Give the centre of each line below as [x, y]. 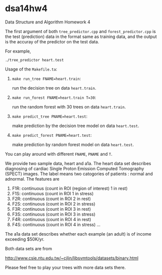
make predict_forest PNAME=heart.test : [52, 135]
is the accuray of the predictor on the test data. [52, 41]
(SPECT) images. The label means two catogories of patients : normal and [79, 174]
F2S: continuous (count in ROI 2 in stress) [54, 204]
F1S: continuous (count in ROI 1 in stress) [53, 193]
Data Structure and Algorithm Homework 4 [48, 22]
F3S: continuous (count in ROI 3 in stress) [54, 214]
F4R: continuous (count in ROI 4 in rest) [51, 219]
